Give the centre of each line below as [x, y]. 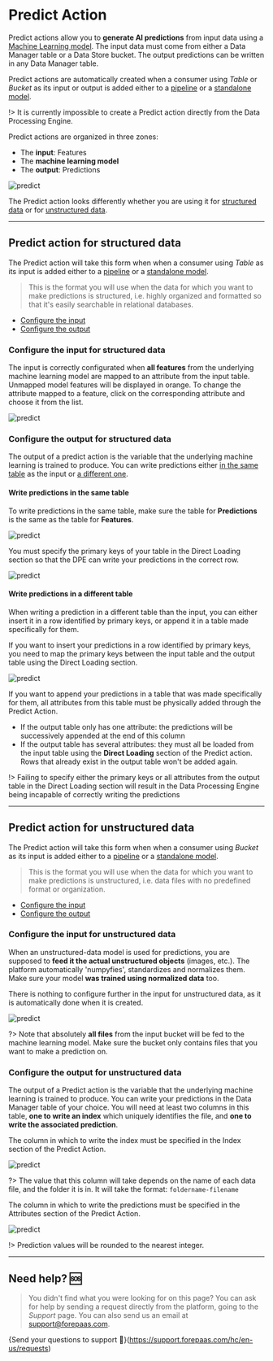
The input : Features [53, 152]
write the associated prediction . [63, 1125]
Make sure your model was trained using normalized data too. [114, 978]
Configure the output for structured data [90, 438]
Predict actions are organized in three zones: [83, 137]
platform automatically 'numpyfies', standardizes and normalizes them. [127, 969]
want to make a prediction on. [58, 1051]
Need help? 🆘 [45, 1278]
